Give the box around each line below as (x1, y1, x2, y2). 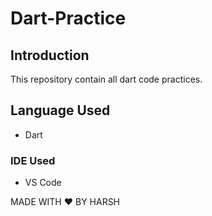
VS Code (24, 177, 62, 189)
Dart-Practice (10, 7, 127, 30)
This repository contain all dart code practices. (10, 73, 203, 85)
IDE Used (10, 153, 56, 167)
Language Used (10, 102, 111, 119)
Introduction (10, 47, 90, 64)
